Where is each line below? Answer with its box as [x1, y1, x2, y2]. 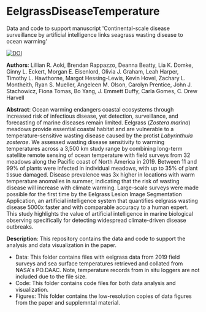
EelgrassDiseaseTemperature [6, 4, 160, 18]
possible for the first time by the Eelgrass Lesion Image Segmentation [6, 190, 182, 197]
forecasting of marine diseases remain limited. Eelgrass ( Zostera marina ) [6, 118, 191, 126]
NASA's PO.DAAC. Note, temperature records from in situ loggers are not [15, 266, 200, 273]
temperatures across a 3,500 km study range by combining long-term [6, 145, 183, 152]
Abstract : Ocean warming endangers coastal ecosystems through [6, 105, 174, 113]
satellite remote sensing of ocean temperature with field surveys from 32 [6, 151, 191, 159]
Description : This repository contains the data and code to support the [6, 235, 186, 242]
